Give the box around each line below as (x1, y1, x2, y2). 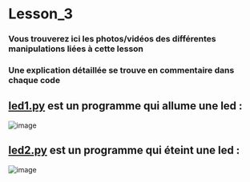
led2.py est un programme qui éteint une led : (8, 144, 240, 157)
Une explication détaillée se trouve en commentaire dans (8, 65, 235, 76)
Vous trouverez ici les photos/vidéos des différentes (8, 34, 216, 45)
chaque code (8, 75, 61, 86)
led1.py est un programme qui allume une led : (8, 99, 243, 113)
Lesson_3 (8, 5, 74, 23)
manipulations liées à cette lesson (8, 43, 144, 54)
